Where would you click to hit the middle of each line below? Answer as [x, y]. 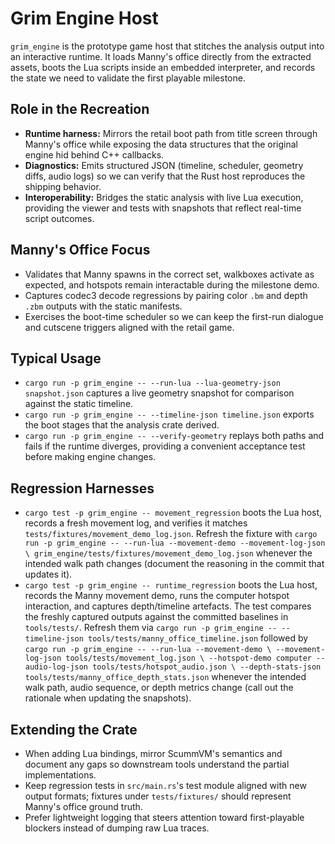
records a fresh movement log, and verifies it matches [136, 523]
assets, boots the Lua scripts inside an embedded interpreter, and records [163, 67]
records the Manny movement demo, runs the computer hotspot [157, 596]
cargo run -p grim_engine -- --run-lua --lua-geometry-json [152, 383]
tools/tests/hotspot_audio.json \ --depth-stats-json [207, 667]
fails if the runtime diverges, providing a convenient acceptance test [165, 446]
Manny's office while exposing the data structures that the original [161, 144]
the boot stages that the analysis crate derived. [122, 425]
